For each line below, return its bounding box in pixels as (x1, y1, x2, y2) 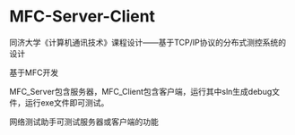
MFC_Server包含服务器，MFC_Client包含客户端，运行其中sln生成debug (9, 86, 273, 97)
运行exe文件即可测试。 (24, 97, 109, 108)
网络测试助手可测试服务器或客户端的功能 (9, 116, 159, 127)
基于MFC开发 (9, 67, 59, 78)
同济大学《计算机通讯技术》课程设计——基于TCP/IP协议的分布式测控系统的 (9, 37, 287, 47)
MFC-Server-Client (9, 6, 155, 27)
